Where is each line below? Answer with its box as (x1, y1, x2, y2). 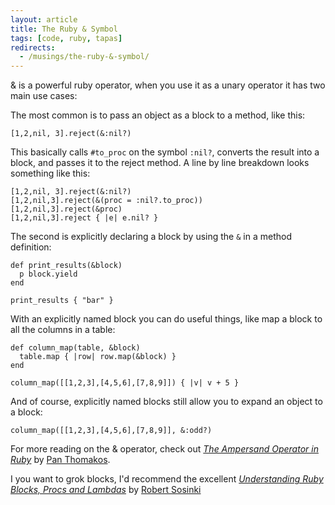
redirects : (10, 42, 56, 53)
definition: (10, 241, 52, 253)
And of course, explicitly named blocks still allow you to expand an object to (10, 396, 323, 408)
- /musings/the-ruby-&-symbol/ (19, 52, 150, 62)
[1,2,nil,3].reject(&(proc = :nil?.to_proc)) (10, 196, 203, 206)
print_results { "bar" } (10, 296, 114, 306)
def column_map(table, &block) (10, 343, 141, 353)
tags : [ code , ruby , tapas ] (10, 33, 123, 43)
